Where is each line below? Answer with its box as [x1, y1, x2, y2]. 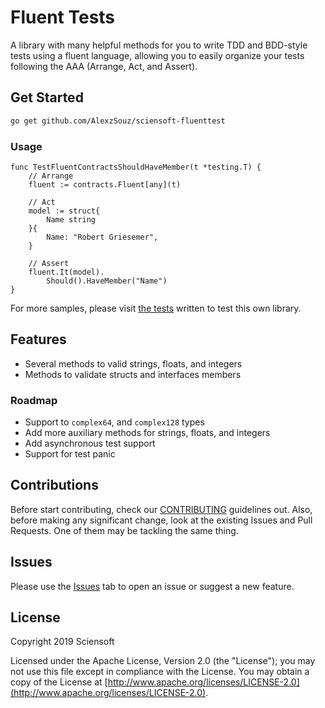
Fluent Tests [10, 6, 116, 29]
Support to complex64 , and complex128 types [24, 416, 205, 428]
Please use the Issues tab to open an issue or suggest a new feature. [10, 580, 295, 592]
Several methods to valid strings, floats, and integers [24, 357, 243, 370]
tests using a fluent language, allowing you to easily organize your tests [10, 49, 305, 61]
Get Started [10, 89, 84, 106]
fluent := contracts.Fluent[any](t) [28, 179, 182, 190]
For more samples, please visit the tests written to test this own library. [10, 302, 302, 314]
